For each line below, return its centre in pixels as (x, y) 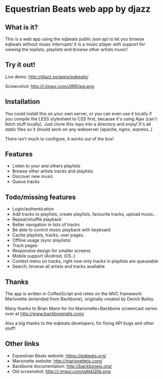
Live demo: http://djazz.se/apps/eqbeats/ (47, 77)
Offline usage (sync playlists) (41, 240)
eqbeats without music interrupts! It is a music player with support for (75, 44)
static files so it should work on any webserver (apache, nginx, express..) (79, 129)
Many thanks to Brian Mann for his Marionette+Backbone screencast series (81, 309)
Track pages (25, 246)
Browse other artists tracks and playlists (53, 171)
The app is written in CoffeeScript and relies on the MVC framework (73, 294)
